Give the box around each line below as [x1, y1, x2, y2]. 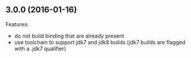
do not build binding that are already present [14, 32, 125, 39]
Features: [5, 20, 29, 28]
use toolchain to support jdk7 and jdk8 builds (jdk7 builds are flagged [14, 38, 186, 45]
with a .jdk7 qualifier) [14, 45, 66, 52]
